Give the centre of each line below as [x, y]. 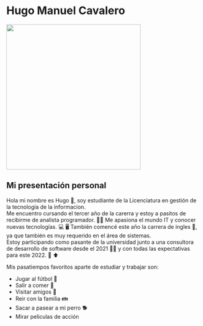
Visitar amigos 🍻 [36, 292]
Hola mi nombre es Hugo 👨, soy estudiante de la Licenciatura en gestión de [101, 200]
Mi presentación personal [56, 186]
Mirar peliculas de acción [47, 316]
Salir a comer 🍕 [34, 285]
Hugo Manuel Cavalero [66, 11]
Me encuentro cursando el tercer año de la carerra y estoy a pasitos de [96, 213]
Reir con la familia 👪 [42, 298]
